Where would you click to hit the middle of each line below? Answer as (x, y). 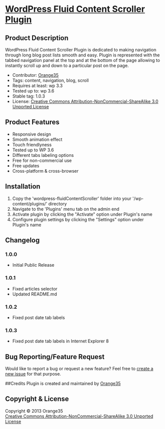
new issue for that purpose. (33, 374)
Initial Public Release (33, 265)
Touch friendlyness (32, 144)
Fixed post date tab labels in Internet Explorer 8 (61, 341)
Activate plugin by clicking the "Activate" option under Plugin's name (82, 214)
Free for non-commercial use (42, 160)
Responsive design (32, 134)
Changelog (22, 240)
